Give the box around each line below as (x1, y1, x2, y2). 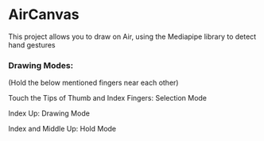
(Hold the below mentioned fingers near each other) (8, 78, 179, 88)
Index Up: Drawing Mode (8, 109, 90, 118)
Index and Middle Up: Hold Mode (8, 124, 117, 134)
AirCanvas (8, 6, 80, 24)
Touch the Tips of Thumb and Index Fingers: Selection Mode (8, 93, 208, 103)
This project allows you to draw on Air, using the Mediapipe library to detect (8, 32, 257, 41)
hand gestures (8, 40, 56, 49)
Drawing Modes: (8, 59, 74, 70)
